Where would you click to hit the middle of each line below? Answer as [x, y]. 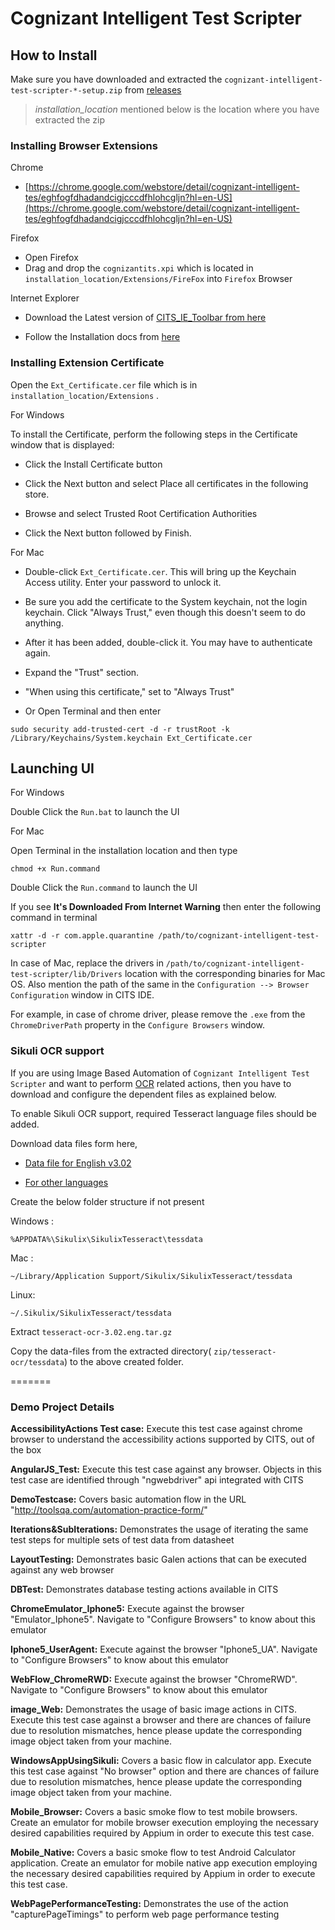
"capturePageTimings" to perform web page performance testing [145, 1914]
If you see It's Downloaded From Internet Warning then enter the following [166, 907]
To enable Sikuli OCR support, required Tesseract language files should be [164, 1113]
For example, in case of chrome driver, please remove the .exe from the [158, 1014]
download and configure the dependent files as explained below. [143, 1094]
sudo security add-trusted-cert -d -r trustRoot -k [120, 729]
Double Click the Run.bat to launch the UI [95, 812]
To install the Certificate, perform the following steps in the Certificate [154, 434]
